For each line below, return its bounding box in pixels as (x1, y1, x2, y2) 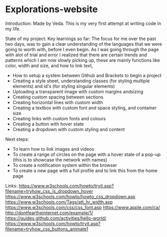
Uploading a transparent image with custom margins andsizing (12, 88, 143, 94)
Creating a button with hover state (12, 121, 84, 127)
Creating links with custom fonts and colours (12, 115, 106, 121)
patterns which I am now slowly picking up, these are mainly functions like (5, 57, 160, 63)
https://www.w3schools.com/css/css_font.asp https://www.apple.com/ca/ (5, 204, 160, 210)
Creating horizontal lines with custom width (12, 99, 103, 105)
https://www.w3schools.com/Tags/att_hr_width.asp (5, 199, 113, 205)
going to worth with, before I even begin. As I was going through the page (5, 46, 159, 52)
